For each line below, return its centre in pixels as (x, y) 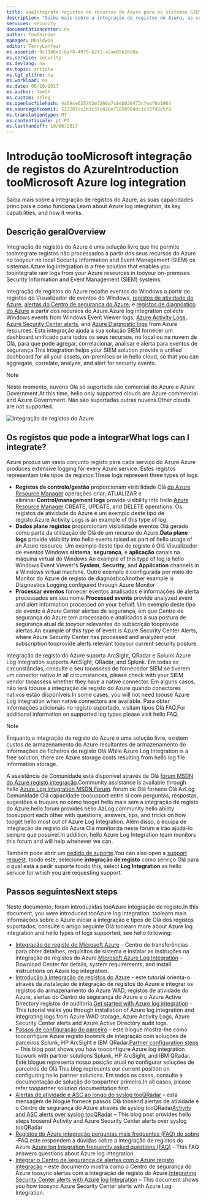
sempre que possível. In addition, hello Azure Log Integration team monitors (101, 834)
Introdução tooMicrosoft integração (99, 157)
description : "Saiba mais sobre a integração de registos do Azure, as (100, 18)
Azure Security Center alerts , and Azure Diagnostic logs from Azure (92, 324)
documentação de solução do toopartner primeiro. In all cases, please (103, 1082)
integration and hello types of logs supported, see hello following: (89, 933)
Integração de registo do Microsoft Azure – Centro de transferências (101, 944)
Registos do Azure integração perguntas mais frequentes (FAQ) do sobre (107, 1134)
